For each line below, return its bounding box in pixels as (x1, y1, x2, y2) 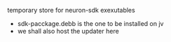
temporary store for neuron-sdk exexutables (7, 6, 135, 14)
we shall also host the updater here (17, 27, 119, 35)
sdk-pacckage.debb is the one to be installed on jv (17, 20, 164, 27)
